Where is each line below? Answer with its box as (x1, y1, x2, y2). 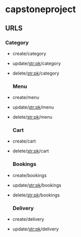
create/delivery (12, 216, 44, 222)
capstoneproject (5, 4, 76, 15)
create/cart (12, 138, 36, 144)
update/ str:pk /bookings (12, 182, 61, 188)
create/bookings (12, 172, 47, 178)
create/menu (12, 94, 39, 100)
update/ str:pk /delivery (12, 226, 59, 232)
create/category (12, 50, 46, 56)
